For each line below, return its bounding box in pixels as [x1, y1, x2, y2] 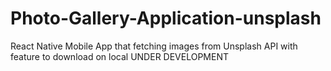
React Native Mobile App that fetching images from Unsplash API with [10, 40, 298, 52]
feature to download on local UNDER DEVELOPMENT [10, 50, 229, 62]
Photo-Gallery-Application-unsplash [10, 7, 322, 30]
